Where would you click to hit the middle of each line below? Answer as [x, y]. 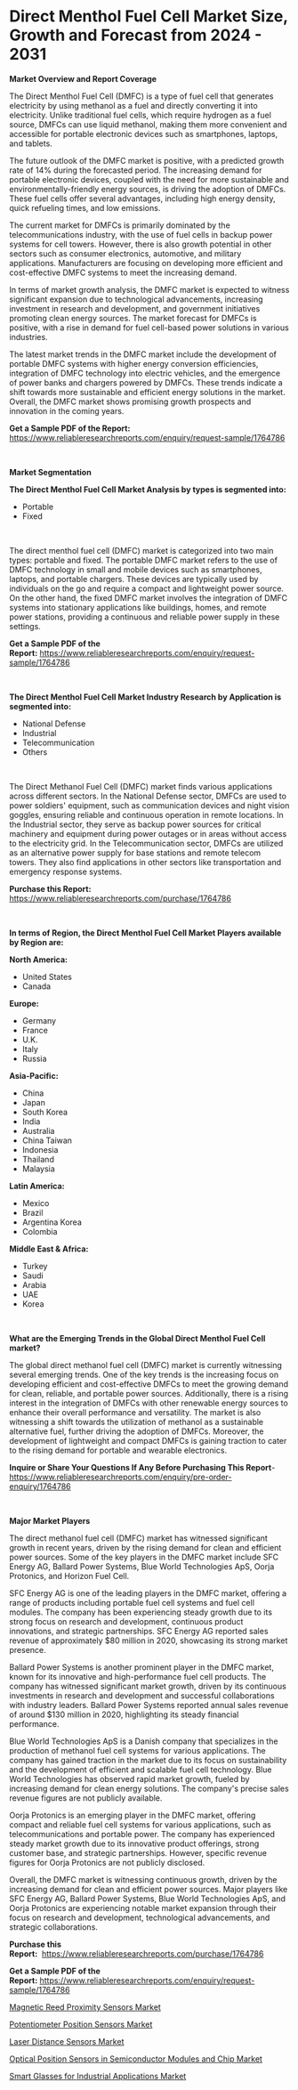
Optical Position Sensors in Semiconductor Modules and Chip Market [136, 2059]
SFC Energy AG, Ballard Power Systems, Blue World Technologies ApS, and [148, 1899]
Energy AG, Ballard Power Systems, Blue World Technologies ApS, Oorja [142, 1566]
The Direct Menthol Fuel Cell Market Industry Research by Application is [145, 697]
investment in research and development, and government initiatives [135, 308]
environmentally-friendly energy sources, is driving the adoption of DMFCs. [148, 189]
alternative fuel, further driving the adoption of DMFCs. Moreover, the [137, 1431]
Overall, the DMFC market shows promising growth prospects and [130, 401]
